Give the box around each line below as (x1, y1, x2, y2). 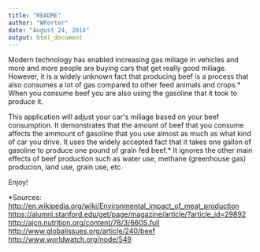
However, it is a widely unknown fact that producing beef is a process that (8, 72, 249, 81)
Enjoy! (8, 178, 29, 187)
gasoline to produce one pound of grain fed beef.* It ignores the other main (8, 146, 253, 155)
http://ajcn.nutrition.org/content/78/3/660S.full (8, 218, 160, 228)
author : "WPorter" (8, 19, 69, 27)
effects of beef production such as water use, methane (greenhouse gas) (8, 154, 247, 164)
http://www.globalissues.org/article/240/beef (8, 226, 156, 236)
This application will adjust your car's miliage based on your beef (8, 112, 220, 122)
